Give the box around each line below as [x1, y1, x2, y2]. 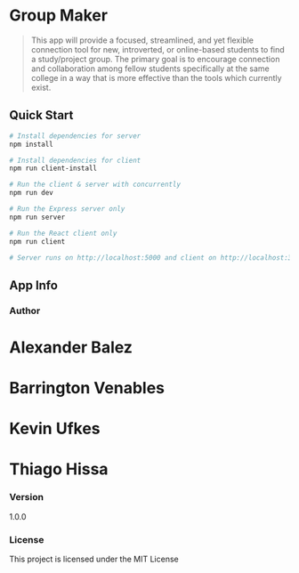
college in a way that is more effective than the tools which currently [30, 72, 282, 83]
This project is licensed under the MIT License [9, 553, 180, 565]
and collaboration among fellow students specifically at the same [30, 63, 270, 74]
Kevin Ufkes [9, 419, 101, 439]
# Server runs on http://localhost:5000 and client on [9, 253, 217, 262]
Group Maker [9, 5, 109, 26]
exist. [30, 82, 52, 93]
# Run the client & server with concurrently [9, 180, 181, 190]
